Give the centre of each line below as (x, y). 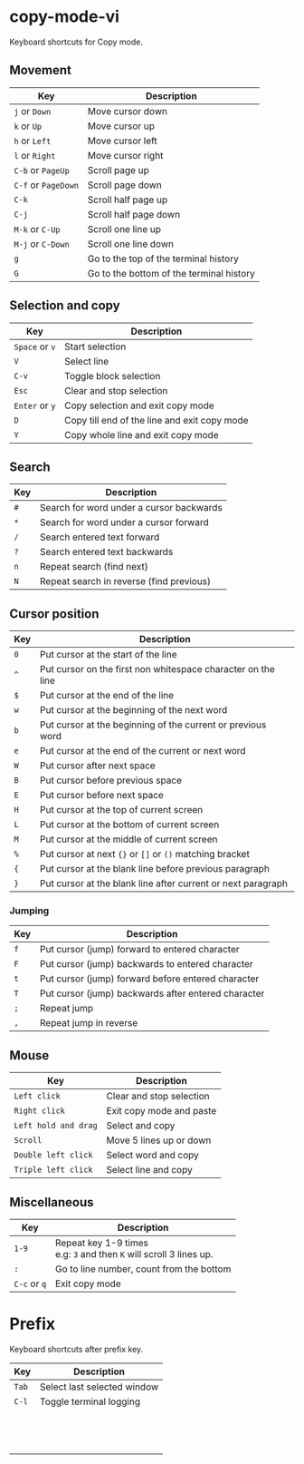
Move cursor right (125, 155)
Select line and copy (149, 1170)
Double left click (53, 1155)
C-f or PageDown (47, 185)
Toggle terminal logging (90, 1401)
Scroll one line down (131, 244)
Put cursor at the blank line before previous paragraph (154, 869)
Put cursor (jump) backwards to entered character (146, 964)
